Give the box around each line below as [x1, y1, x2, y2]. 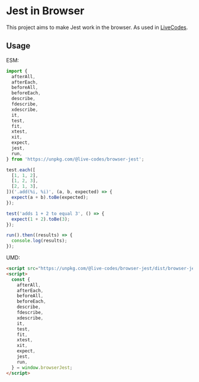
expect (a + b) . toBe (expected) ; [11, 194, 89, 200]
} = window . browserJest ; [11, 364, 73, 371]
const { [11, 277, 31, 283]
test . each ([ [6, 167, 36, 173]
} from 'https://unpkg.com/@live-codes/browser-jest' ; [6, 156, 145, 162]
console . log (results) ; [11, 238, 68, 244]
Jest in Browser [6, 4, 85, 18]
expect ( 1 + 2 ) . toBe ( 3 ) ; [11, 216, 70, 222]
